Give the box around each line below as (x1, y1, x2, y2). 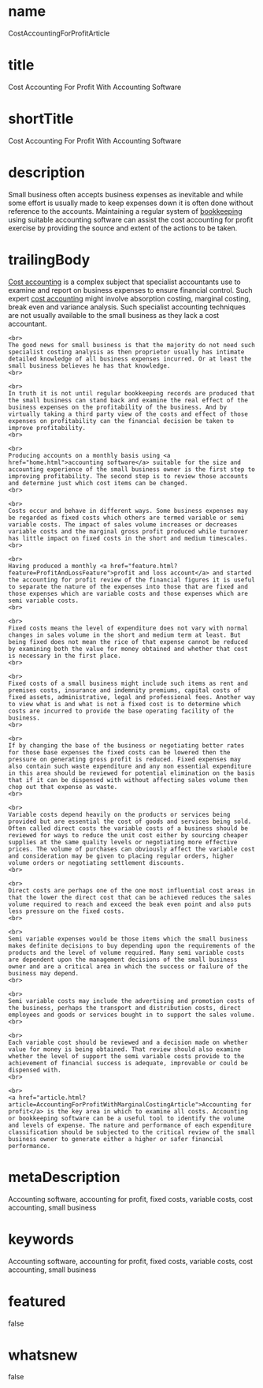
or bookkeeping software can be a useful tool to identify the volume (8, 1114, 245, 1122)
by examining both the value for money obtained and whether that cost (8, 645, 248, 653)
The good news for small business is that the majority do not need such (8, 341, 256, 349)
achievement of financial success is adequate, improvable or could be (8, 1059, 248, 1067)
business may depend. (8, 969, 80, 977)
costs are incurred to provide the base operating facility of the (8, 707, 235, 715)
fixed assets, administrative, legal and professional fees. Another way (8, 693, 256, 701)
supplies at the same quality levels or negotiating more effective (8, 838, 238, 846)
